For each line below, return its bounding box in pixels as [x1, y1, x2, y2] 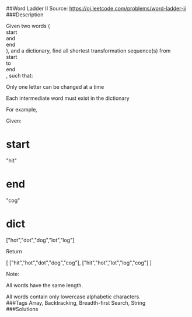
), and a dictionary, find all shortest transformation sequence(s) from [6, 47, 171, 54]
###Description [6, 11, 44, 18]
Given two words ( [6, 23, 50, 29]
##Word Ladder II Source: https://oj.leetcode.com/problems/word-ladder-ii [6, 5, 186, 12]
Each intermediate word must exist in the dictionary [6, 95, 130, 102]
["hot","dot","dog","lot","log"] [6, 236, 75, 243]
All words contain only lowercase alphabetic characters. [6, 293, 141, 300]
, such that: [6, 72, 33, 79]
